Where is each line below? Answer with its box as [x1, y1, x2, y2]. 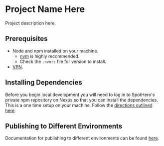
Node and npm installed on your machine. [12, 47, 99, 53]
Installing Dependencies [5, 78, 82, 87]
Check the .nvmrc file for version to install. [19, 58, 106, 64]
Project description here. [5, 20, 56, 26]
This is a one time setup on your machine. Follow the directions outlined [5, 102, 153, 108]
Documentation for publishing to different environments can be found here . [5, 135, 160, 141]
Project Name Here [5, 3, 85, 15]
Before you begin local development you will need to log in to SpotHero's [5, 91, 155, 97]
